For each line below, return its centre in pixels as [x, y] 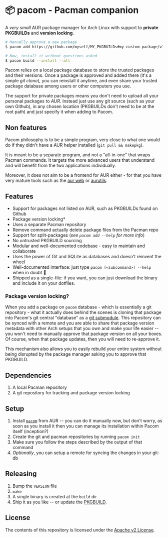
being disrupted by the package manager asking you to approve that [76, 354]
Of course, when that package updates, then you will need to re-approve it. [83, 339]
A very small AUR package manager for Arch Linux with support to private [82, 27]
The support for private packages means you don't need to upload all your [82, 96]
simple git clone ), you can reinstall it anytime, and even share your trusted [81, 81]
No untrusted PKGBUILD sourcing [47, 241]
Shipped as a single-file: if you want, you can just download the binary [85, 278]
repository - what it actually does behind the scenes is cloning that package [83, 312]
